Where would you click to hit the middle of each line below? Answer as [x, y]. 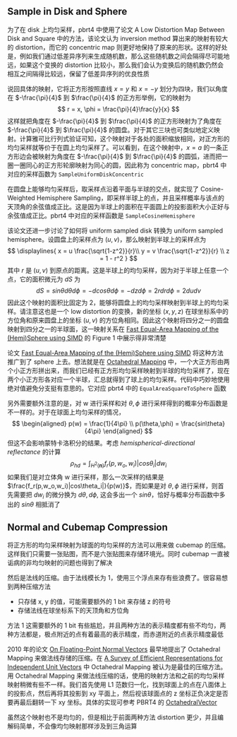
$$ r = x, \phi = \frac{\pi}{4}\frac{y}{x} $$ [119, 109]
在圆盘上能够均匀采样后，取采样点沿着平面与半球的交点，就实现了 [103, 189]
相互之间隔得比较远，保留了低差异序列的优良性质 [78, 73]
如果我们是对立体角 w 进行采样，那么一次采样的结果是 [86, 477]
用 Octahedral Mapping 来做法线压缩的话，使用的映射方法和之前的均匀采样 [116, 676]
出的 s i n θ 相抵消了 [34, 505]
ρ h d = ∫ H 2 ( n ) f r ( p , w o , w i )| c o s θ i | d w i [119, 464]
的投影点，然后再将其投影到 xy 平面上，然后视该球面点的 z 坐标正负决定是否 [118, 694]
